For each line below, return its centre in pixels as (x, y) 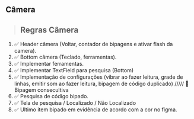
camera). (25, 51)
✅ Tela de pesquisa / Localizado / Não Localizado (75, 103)
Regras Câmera (49, 30)
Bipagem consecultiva (41, 90)
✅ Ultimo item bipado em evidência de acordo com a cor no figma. (96, 110)
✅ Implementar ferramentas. (49, 64)
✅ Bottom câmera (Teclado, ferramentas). (65, 57)
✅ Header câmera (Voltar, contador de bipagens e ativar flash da (93, 44)
